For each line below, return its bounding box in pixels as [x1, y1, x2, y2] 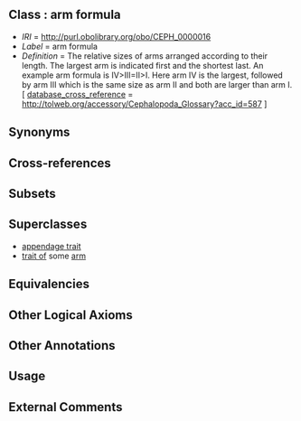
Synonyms [8, 125, 71, 140]
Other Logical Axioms [8, 307, 133, 323]
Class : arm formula [8, 7, 121, 23]
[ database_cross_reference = [21, 89, 134, 99]
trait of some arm [21, 250, 87, 261]
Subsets [8, 185, 56, 201]
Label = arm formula [21, 41, 99, 51]
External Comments [8, 399, 123, 415]
